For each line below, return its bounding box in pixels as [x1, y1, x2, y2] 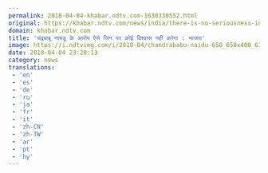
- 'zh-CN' [11, 123, 45, 131]
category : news [8, 57, 59, 65]
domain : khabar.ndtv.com [8, 26, 91, 34]
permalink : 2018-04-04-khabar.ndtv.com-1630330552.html [8, 11, 198, 20]
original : [8, 19, 41, 27]
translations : [8, 64, 56, 72]
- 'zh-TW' [11, 130, 45, 138]
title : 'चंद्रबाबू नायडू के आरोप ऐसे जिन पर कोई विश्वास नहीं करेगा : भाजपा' [8, 33, 206, 42]
